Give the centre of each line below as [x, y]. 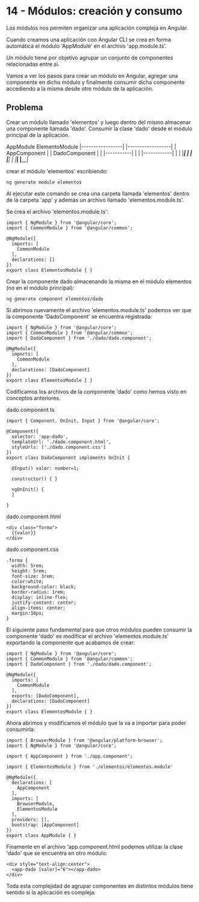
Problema [25, 108]
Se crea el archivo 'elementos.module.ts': [58, 211]
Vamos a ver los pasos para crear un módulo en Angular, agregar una [92, 75]
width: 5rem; [28, 566]
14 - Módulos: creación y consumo [94, 11]
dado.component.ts [31, 409]
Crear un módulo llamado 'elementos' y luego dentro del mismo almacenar [99, 122]
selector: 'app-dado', [40, 437]
